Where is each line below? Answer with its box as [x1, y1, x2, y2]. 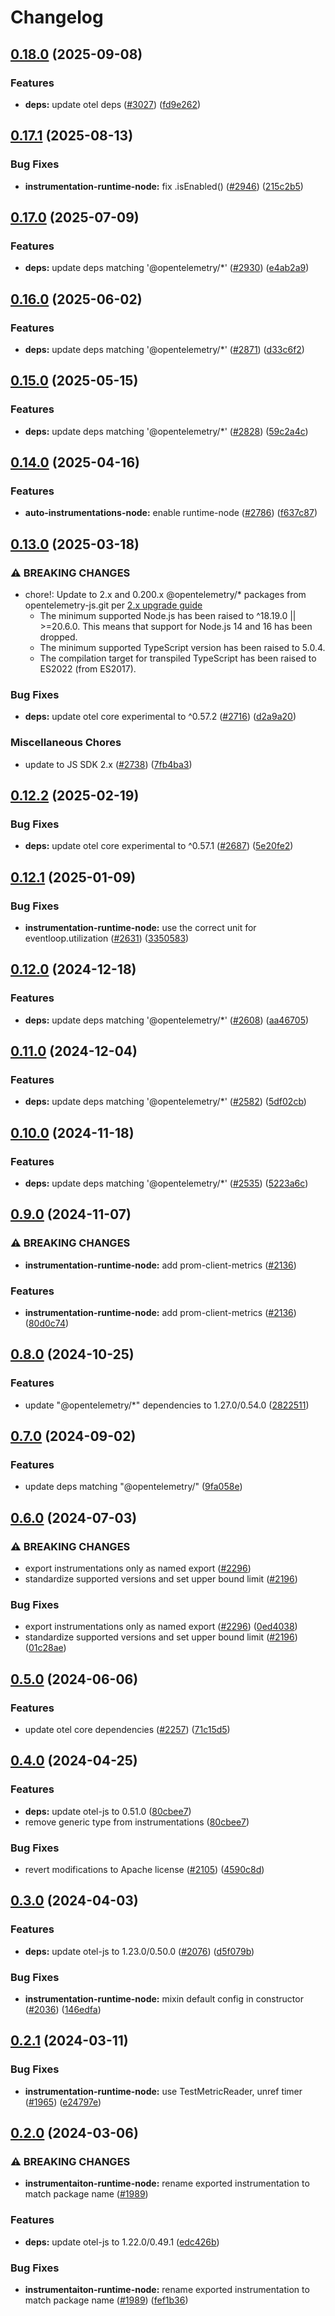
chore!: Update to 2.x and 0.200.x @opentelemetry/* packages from [24, 589, 307, 600]
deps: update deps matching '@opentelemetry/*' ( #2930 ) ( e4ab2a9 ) [24, 262, 310, 274]
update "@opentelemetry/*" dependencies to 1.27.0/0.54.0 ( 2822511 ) [24, 1399, 310, 1411]
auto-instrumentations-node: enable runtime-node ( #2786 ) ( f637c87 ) [24, 507, 318, 519]
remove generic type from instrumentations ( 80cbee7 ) [24, 1816, 250, 1828]
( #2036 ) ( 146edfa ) [24, 2004, 102, 2016]
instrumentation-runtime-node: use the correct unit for [24, 921, 257, 933]
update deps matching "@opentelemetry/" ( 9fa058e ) [24, 1481, 243, 1493]
